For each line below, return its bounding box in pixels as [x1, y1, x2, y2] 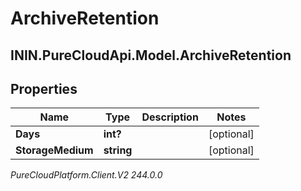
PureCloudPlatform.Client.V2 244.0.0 [10, 169, 163, 181]
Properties [10, 80, 78, 97]
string [103, 143, 133, 157]
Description [141, 110, 199, 124]
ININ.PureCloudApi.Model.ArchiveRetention [10, 47, 292, 64]
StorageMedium [15, 143, 94, 157]
